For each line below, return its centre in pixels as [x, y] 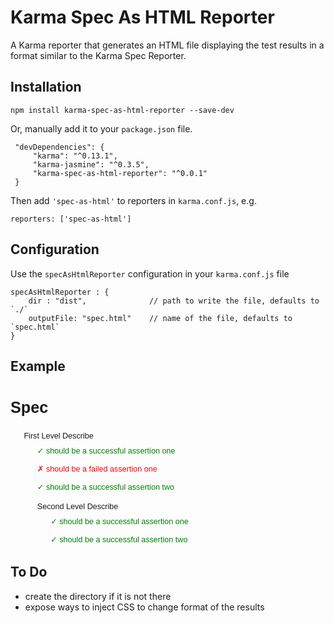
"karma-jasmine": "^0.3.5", [91, 164]
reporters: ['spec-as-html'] [71, 219]
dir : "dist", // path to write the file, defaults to [174, 301]
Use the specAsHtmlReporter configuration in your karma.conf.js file [150, 273]
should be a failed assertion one [101, 469]
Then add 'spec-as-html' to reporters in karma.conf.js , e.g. [133, 200]
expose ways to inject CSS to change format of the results [144, 607]
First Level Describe [58, 436]
